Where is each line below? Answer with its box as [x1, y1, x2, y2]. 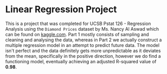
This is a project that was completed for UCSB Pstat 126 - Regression [5, 20, 151, 27]
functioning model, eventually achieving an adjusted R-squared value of [5, 58, 157, 64]
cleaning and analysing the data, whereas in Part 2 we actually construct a [5, 37, 162, 43]
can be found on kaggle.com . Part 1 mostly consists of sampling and [5, 31, 149, 37]
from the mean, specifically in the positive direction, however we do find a [5, 53, 161, 59]
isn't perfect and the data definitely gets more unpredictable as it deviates [5, 47, 161, 54]
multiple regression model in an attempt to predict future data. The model [5, 42, 160, 48]
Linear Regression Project [5, 4, 117, 15]
